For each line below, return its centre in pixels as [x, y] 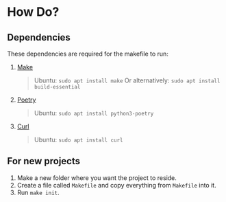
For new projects [44, 161]
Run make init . [38, 192]
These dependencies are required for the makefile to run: [88, 54]
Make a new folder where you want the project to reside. [97, 178]
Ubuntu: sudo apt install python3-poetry [94, 113]
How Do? [33, 12]
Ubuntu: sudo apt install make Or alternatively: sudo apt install [127, 80]
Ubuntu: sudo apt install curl [78, 139]
